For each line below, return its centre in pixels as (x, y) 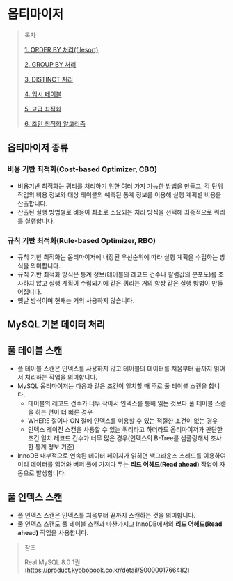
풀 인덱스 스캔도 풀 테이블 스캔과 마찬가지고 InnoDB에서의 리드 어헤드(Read (120, 524)
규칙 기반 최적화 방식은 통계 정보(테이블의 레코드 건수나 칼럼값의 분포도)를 (117, 274)
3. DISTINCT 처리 (49, 79)
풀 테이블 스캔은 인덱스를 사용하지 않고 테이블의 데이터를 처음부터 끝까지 (115, 369)
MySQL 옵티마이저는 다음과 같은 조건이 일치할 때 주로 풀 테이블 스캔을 (112, 386)
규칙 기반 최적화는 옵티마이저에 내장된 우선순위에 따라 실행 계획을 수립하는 (118, 257)
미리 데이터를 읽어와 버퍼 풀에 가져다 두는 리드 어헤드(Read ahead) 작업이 (118, 465)
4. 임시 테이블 (43, 94)
